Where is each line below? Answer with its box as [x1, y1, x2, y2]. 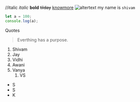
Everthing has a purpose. [17, 37, 68, 42]
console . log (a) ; [5, 19, 38, 23]
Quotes [5, 27, 20, 33]
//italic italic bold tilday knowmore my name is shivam [5, 5, 135, 10]
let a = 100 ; [5, 14, 32, 19]
